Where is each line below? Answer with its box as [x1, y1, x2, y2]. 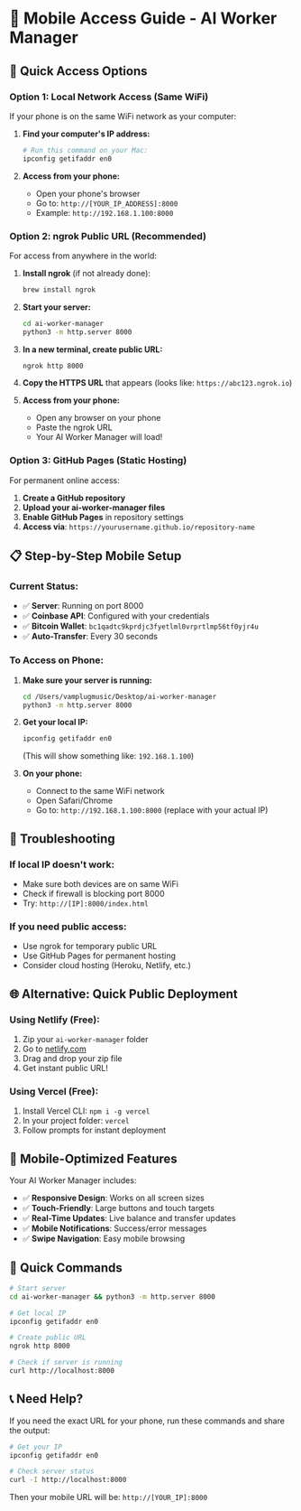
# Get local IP [9, 1309, 67, 1318]
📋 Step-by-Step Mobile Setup [9, 548, 182, 564]
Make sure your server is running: [22, 675, 152, 686]
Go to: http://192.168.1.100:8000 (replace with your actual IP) [35, 805, 269, 816]
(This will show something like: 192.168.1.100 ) [22, 751, 195, 761]
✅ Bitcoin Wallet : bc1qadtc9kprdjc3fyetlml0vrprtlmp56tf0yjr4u [22, 620, 259, 631]
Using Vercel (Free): [9, 1085, 99, 1097]
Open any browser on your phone [35, 413, 161, 424]
